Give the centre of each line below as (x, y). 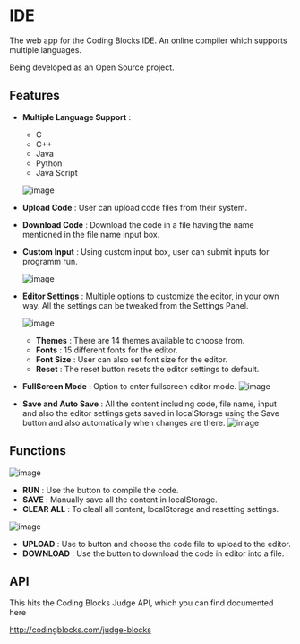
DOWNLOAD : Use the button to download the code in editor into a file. (153, 553)
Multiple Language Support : (77, 117)
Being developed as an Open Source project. (92, 67)
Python (49, 163)
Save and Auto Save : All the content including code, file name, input (150, 404)
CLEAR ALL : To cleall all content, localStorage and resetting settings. (150, 509)
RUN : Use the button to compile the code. (100, 490)
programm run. (50, 261)
